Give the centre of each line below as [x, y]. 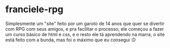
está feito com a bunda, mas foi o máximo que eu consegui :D [70, 40]
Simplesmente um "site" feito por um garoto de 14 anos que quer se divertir [85, 23]
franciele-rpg [34, 9]
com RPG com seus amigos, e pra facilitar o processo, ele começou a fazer [85, 29]
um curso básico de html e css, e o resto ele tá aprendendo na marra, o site [85, 34]
